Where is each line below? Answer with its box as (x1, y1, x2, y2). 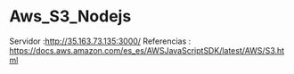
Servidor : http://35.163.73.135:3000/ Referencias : (9, 36, 192, 46)
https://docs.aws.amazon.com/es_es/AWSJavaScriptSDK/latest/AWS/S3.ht (9, 45, 285, 55)
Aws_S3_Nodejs (9, 6, 132, 27)
